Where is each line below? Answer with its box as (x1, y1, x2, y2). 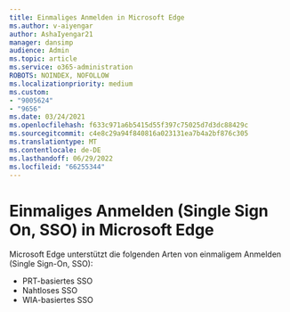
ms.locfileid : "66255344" (9, 162, 105, 171)
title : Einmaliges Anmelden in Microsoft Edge (9, 12, 185, 22)
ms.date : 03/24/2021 (9, 112, 86, 121)
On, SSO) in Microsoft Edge (9, 219, 215, 240)
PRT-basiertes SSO (21, 275, 93, 286)
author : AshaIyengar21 (9, 29, 93, 38)
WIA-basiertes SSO (21, 295, 93, 306)
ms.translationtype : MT (9, 137, 98, 146)
